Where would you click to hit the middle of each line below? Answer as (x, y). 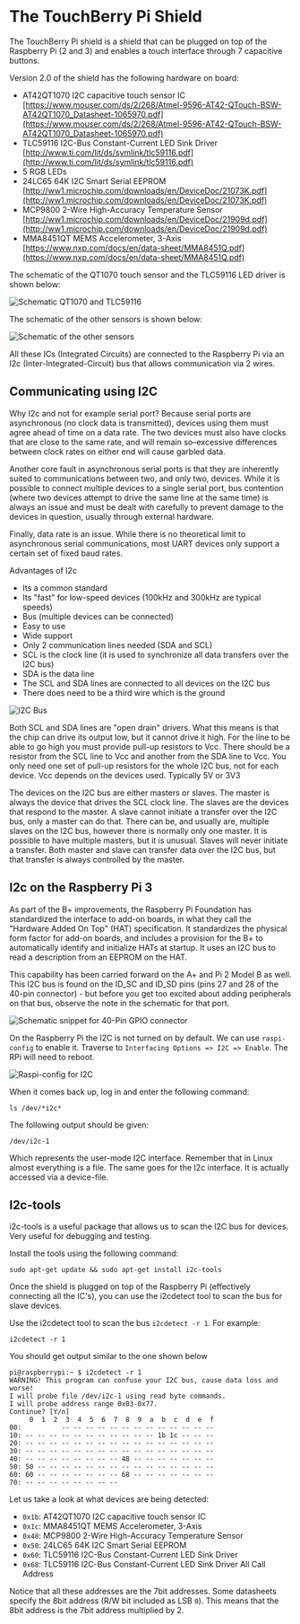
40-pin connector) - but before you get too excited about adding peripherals (150, 993)
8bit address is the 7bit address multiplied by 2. (97, 1611)
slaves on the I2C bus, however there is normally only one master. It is (138, 830)
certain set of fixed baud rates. (66, 553)
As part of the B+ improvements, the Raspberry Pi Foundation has (131, 909)
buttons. (25, 60)
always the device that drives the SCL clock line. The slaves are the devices (149, 802)
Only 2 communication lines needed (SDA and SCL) (117, 645)
